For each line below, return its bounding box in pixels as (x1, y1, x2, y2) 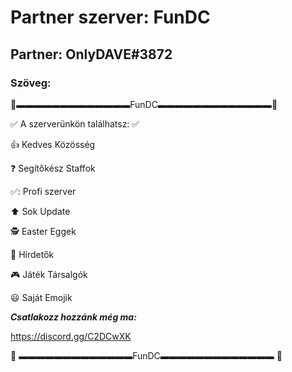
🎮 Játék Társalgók (10, 268, 88, 280)
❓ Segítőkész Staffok (10, 162, 96, 174)
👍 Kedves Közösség (10, 138, 96, 150)
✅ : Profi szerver (10, 185, 77, 197)
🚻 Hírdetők (10, 248, 55, 260)
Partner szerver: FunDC (10, 6, 211, 29)
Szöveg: (10, 76, 52, 90)
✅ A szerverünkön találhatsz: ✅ (10, 117, 140, 130)
